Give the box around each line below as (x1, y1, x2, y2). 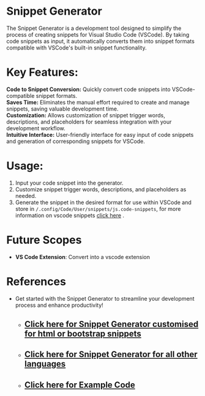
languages (24, 359, 66, 369)
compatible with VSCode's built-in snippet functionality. (6, 44, 147, 51)
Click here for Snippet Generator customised (24, 319, 199, 329)
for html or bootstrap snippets (24, 329, 142, 339)
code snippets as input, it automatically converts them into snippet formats (6, 37, 195, 45)
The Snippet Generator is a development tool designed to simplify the (6, 24, 182, 32)
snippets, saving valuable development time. (6, 105, 119, 112)
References (6, 274, 66, 288)
